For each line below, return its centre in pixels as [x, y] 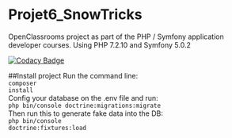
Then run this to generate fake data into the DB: [86, 113]
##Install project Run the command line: [73, 75]
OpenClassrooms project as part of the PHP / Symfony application [116, 36]
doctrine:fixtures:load [48, 128]
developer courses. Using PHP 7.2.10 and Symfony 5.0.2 [100, 44]
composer [23, 83]
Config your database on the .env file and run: [83, 98]
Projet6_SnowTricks [75, 15]
